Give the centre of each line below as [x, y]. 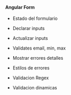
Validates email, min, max [39, 48]
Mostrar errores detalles [38, 58]
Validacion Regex [31, 78]
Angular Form [20, 7]
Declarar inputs [28, 29]
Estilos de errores [31, 68]
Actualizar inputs [30, 38]
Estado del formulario [35, 18]
